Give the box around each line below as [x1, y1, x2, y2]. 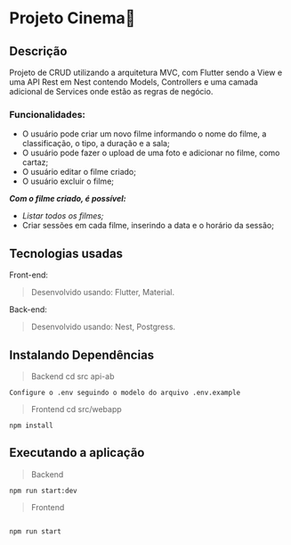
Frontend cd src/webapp [30, 403, 122, 414]
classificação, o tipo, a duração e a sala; [21, 138, 171, 149]
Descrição [9, 44, 68, 59]
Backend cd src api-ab [30, 370, 115, 382]
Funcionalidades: [9, 108, 86, 120]
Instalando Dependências [9, 347, 155, 362]
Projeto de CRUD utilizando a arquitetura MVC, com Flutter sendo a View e [9, 67, 283, 78]
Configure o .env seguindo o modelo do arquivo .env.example [9, 388, 241, 397]
